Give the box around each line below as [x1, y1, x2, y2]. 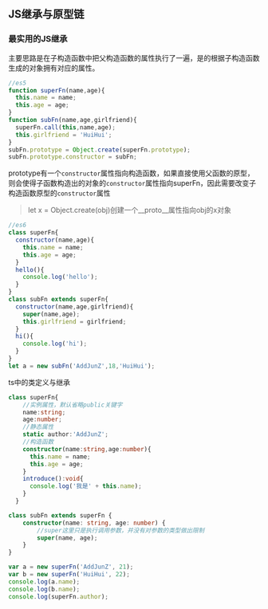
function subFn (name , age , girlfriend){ [8, 116, 137, 124]
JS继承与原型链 [8, 7, 85, 22]
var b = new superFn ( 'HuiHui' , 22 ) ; [8, 571, 130, 579]
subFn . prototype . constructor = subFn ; [8, 153, 137, 161]
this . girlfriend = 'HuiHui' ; [15, 131, 112, 139]
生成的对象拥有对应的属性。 [8, 63, 100, 73]
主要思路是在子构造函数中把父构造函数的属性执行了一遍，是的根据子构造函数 [8, 53, 260, 62]
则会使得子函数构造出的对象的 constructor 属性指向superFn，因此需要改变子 [8, 179, 257, 188]
